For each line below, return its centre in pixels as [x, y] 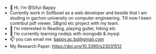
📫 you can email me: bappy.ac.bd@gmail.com [57, 39]
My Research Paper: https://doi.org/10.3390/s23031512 [65, 46]
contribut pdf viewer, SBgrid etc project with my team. [64, 23]
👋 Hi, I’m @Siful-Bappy [33, 8]
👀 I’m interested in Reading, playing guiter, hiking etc [63, 28]
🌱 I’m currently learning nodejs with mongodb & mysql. [65, 34]
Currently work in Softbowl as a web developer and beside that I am [78, 13]
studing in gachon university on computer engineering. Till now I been [80, 18]
